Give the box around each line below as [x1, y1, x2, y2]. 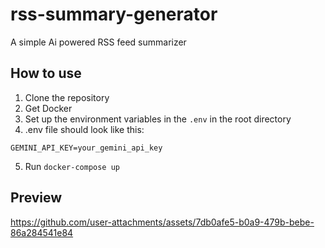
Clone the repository [24, 91, 110, 103]
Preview [10, 189, 63, 207]
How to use [10, 65, 82, 82]
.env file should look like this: [24, 123, 145, 135]
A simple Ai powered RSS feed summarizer [10, 36, 187, 48]
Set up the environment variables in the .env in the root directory [24, 113, 292, 125]
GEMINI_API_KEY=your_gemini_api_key [10, 143, 163, 153]
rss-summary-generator [10, 3, 218, 26]
